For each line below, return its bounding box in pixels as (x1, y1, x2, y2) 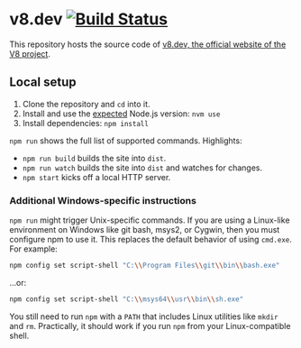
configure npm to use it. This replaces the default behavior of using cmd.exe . (9, 234, 293, 245)
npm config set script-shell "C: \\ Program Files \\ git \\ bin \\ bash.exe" (9, 261, 280, 270)
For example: (9, 243, 59, 254)
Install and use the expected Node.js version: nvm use (22, 108, 221, 119)
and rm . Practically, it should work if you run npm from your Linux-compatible (9, 320, 291, 331)
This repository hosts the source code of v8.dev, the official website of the (9, 39, 287, 50)
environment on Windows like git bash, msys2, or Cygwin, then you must (9, 224, 280, 235)
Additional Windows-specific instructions (9, 194, 196, 206)
